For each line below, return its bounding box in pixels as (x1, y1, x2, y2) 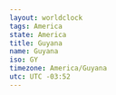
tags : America (9, 22, 63, 31)
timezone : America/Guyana (9, 64, 107, 73)
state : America (9, 30, 67, 39)
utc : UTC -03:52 (9, 72, 71, 81)
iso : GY (9, 55, 39, 64)
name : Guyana (9, 47, 59, 56)
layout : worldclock (9, 13, 83, 23)
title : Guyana (9, 38, 63, 48)
